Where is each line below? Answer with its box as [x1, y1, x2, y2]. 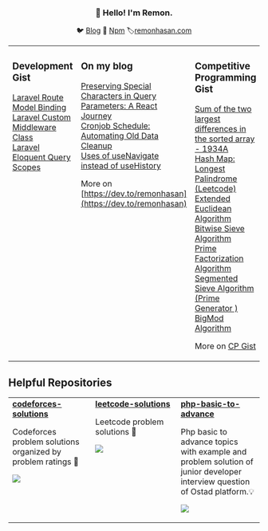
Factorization [194, 253, 244, 264]
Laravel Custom [12, 112, 72, 123]
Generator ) [194, 303, 238, 314]
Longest [194, 163, 226, 175]
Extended [194, 193, 231, 204]
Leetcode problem [95, 416, 164, 427]
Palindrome [194, 173, 238, 184]
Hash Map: [194, 153, 235, 164]
